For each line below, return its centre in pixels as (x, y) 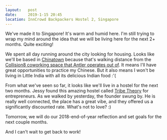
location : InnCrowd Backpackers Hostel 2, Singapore (62, 19)
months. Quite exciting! (29, 44)
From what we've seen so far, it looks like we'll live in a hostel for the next (82, 85)
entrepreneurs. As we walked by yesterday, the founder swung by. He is (80, 96)
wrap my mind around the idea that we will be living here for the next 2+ (80, 39)
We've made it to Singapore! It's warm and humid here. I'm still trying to (80, 34)
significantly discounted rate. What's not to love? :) (58, 107)
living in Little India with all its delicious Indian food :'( (61, 76)
